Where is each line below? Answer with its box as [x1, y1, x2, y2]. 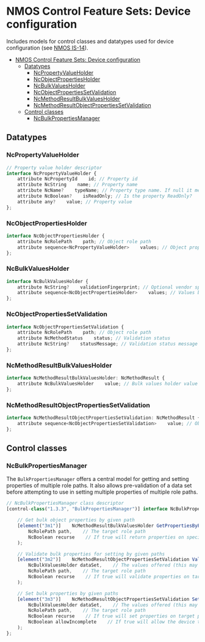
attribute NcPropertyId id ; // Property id [17, 176, 138, 182]
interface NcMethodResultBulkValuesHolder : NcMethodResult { [6, 375, 165, 381]
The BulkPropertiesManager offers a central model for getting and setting [6, 475, 189, 483]
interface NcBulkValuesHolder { [6, 278, 88, 284]
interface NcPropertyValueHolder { [6, 170, 97, 176]
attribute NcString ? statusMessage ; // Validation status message [17, 341, 198, 347]
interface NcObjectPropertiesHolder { [6, 233, 105, 239]
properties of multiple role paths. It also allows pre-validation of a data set [6, 482, 192, 489]
